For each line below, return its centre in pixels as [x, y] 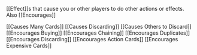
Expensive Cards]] [29, 45]
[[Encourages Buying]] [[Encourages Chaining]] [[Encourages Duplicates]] [98, 33]
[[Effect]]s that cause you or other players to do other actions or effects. [95, 9]
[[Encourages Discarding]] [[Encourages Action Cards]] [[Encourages [92, 39]
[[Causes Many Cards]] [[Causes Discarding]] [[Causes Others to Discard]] [99, 27]
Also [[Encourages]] [31, 15]
